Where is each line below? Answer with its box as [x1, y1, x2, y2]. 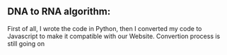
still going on [7, 39, 45, 48]
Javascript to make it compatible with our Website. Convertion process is [7, 32, 221, 40]
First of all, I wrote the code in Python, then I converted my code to [7, 24, 202, 32]
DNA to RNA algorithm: [7, 6, 111, 18]
